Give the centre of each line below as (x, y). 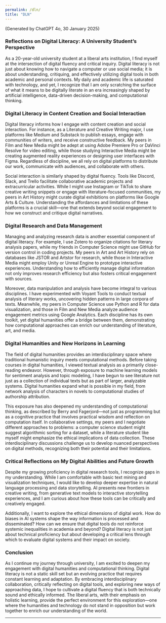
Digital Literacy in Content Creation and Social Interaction (75, 113)
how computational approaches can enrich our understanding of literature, (81, 325)
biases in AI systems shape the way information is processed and (72, 518)
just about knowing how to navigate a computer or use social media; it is (79, 69)
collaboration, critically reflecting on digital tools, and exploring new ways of (83, 584)
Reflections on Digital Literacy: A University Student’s (71, 41)
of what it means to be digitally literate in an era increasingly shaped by (78, 90)
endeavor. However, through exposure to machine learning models (89, 370)
